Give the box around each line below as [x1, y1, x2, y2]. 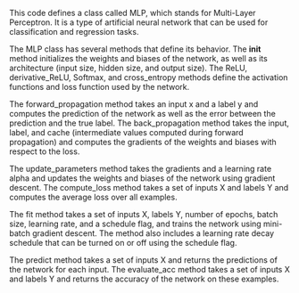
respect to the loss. [9, 146, 80, 157]
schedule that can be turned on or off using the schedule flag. [9, 238, 237, 248]
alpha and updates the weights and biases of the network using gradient [9, 173, 276, 183]
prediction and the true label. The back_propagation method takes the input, [9, 118, 290, 128]
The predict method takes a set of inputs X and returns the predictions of [9, 255, 278, 265]
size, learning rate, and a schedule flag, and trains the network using [9, 218, 262, 229]
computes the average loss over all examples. [9, 191, 178, 202]
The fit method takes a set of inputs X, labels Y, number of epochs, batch [9, 209, 278, 219]
